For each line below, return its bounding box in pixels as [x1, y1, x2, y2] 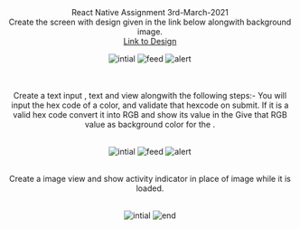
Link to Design [123, 36, 177, 46]
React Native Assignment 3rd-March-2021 [71, 7, 229, 17]
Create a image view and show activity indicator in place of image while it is [8, 174, 292, 184]
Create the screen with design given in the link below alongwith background [8, 16, 292, 27]
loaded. [136, 183, 164, 194]
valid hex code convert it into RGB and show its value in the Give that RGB [13, 110, 287, 119]
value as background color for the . [84, 119, 216, 129]
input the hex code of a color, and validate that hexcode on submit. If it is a [11, 100, 289, 110]
